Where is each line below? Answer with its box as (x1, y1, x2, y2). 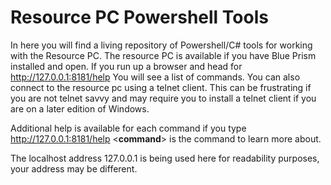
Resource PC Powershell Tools (10, 6, 269, 29)
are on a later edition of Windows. (10, 102, 150, 115)
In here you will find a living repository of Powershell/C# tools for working (10, 39, 313, 51)
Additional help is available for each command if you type (10, 122, 247, 134)
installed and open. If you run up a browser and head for (10, 60, 243, 72)
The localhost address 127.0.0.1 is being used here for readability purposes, (10, 152, 320, 164)
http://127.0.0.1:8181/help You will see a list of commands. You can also (10, 71, 301, 83)
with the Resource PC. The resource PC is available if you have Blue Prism (10, 49, 317, 61)
